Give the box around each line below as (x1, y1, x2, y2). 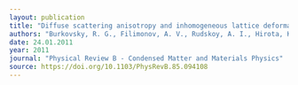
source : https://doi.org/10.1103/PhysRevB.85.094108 (9, 63, 208, 72)
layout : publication (9, 12, 86, 22)
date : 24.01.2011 (9, 37, 74, 47)
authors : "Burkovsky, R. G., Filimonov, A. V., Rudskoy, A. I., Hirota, (9, 29, 284, 38)
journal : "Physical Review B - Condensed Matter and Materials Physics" (9, 54, 284, 63)
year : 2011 (9, 46, 50, 55)
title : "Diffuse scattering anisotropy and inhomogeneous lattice (9, 21, 260, 30)
